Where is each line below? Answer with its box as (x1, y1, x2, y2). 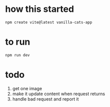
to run (5, 36, 31, 48)
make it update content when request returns (12, 91, 106, 97)
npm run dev (5, 53, 30, 57)
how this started (5, 3, 74, 15)
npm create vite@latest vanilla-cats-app (5, 20, 93, 25)
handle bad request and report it (12, 96, 79, 102)
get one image (12, 85, 42, 91)
